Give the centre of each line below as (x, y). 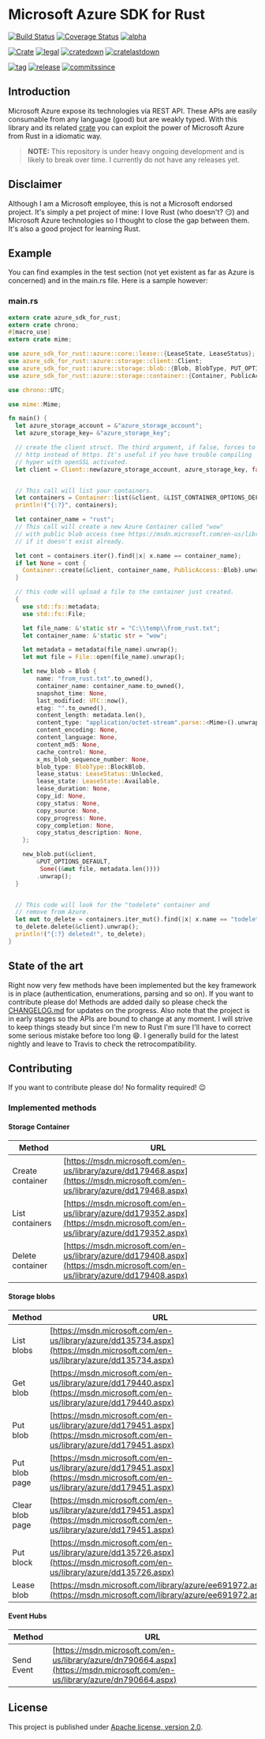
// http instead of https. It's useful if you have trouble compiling (134, 454)
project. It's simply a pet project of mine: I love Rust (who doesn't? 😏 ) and (129, 211)
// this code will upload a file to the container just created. (125, 592)
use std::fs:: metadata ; (62, 606)
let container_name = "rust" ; (65, 520)
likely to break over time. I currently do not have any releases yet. (134, 159)
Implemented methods (52, 1108)
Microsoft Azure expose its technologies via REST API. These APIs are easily (132, 110)
